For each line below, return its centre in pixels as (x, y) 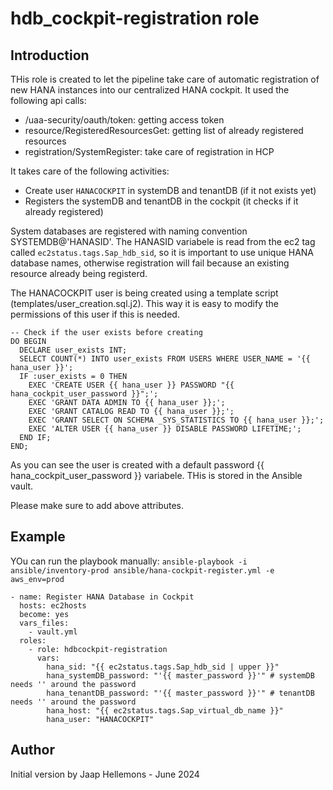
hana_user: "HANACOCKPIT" (100, 719)
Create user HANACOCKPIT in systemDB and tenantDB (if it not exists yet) (170, 190)
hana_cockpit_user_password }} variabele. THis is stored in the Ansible (156, 475)
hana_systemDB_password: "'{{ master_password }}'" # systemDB (180, 675)
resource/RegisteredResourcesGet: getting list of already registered (164, 130)
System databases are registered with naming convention (129, 231)
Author (32, 750)
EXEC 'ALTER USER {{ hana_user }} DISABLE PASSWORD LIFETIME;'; (165, 429)
